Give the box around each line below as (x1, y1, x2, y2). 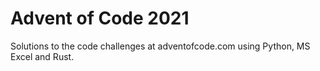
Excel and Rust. (10, 50, 75, 62)
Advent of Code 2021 (10, 7, 190, 30)
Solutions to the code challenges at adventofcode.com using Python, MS (10, 40, 311, 52)
